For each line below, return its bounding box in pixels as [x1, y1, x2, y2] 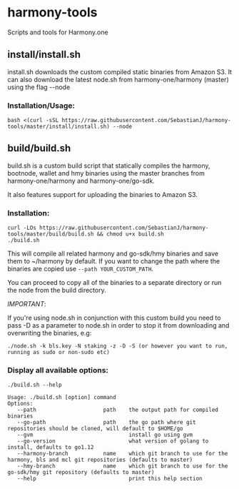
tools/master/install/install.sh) [7, 123, 111, 131]
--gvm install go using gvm [16, 431, 193, 439]
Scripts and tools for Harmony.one [7, 28, 108, 36]
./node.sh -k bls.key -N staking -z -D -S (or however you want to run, [7, 343, 228, 350]
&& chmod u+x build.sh [96, 231, 164, 238]
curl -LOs [7, 224, 37, 232]
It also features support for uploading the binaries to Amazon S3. [7, 190, 198, 198]
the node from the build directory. [7, 286, 106, 295]
